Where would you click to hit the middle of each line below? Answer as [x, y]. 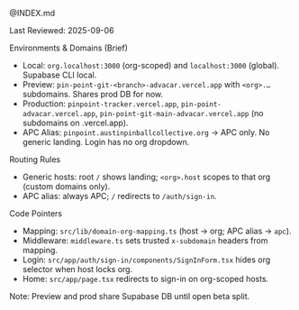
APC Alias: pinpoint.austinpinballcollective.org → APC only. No [146, 132]
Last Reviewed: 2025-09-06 [62, 30]
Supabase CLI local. [59, 75]
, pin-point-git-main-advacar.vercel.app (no [179, 113]
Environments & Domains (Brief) [68, 48]
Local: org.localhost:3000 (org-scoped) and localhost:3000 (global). [151, 65]
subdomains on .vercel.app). [75, 123]
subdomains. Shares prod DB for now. [93, 94]
